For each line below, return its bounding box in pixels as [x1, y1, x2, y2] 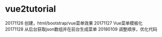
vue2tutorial [5, 3, 56, 15]
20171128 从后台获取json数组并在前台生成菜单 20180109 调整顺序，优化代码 [5, 26, 158, 32]
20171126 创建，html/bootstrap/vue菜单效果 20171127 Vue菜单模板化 [5, 20, 143, 26]
